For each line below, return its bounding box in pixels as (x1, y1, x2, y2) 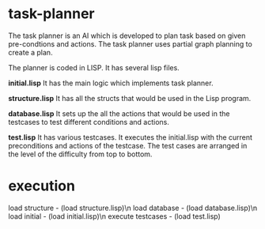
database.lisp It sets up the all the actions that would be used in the (8, 108, 230, 118)
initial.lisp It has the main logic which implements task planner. (8, 78, 214, 88)
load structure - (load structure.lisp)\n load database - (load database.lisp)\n (8, 203, 258, 212)
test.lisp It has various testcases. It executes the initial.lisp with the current (8, 132, 253, 142)
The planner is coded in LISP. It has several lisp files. (8, 62, 180, 72)
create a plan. (8, 47, 53, 57)
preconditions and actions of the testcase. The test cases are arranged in (8, 141, 248, 150)
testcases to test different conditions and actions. (8, 117, 170, 126)
